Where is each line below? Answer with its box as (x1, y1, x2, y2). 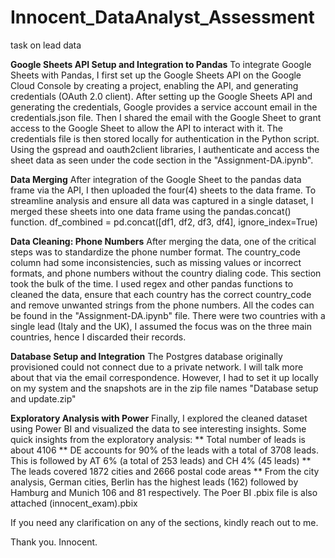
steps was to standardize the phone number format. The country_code (10, 246, 301, 258)
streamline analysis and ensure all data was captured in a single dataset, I (10, 194, 314, 206)
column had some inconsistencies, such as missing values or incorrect (10, 256, 302, 268)
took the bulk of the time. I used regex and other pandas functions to (10, 277, 294, 290)
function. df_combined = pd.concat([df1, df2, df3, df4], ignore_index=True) (10, 216, 318, 228)
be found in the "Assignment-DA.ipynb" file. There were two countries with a (10, 309, 326, 321)
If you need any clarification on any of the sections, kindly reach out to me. (10, 516, 319, 528)
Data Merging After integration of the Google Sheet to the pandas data (10, 173, 302, 185)
